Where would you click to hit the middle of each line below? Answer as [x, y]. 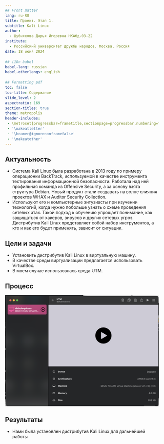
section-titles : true [27, 108]
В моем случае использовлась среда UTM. [57, 271]
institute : [16, 41]
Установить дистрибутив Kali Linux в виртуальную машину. [74, 255]
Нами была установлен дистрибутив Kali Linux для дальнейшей [79, 431]
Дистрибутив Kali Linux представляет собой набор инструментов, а [83, 223]
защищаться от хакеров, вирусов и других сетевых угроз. [73, 218]
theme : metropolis [24, 113]
